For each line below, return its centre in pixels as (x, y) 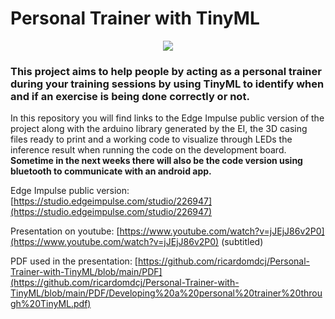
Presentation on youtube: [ (65, 231)
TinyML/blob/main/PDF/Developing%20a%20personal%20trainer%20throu (166, 293)
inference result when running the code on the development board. (148, 150)
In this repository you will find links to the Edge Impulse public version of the (167, 118)
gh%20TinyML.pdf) (51, 304)
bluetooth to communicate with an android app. (111, 171)
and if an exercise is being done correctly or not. (130, 96)
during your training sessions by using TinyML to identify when (167, 84)
